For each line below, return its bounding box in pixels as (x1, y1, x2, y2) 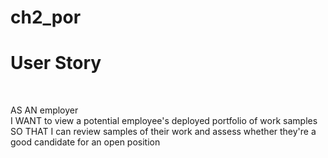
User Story (10, 52, 102, 75)
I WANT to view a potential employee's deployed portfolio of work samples (10, 115, 318, 127)
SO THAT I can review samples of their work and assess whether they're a (10, 126, 317, 138)
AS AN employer (10, 104, 79, 116)
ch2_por (10, 6, 82, 29)
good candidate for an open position (10, 136, 161, 148)
